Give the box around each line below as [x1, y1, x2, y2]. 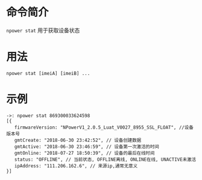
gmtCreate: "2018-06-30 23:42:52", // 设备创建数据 [14, 137, 142, 143]
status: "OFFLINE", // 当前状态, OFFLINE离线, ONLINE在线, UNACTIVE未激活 [14, 156, 197, 162]
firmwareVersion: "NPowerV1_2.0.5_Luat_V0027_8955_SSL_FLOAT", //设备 [14, 124, 194, 130]
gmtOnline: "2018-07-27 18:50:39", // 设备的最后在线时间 [14, 150, 155, 156]
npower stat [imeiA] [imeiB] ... [6, 70, 90, 76]
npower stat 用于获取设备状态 [6, 27, 80, 34]
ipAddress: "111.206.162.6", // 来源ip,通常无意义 [14, 162, 138, 169]
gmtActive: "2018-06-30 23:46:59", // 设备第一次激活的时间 [14, 143, 160, 150]
